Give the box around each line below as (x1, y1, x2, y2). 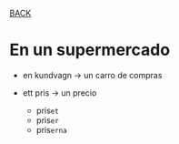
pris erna (35, 124, 67, 135)
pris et (35, 105, 59, 116)
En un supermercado (9, 40, 171, 60)
